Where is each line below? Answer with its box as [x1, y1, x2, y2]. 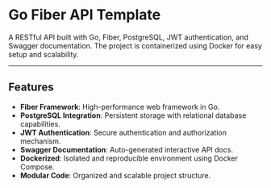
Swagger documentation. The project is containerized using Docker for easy [8, 40, 262, 50]
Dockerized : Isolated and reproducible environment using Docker [19, 153, 238, 163]
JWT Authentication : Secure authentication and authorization [19, 127, 227, 137]
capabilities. [19, 119, 60, 128]
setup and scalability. [8, 49, 79, 59]
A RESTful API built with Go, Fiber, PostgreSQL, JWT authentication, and [8, 32, 248, 42]
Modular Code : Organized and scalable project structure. [19, 170, 211, 180]
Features [8, 81, 54, 94]
